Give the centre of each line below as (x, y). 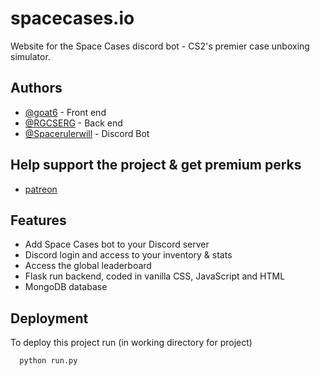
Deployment (49, 318)
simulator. (30, 56)
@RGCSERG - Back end (73, 123)
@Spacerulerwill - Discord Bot (87, 133)
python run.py (48, 361)
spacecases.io (72, 18)
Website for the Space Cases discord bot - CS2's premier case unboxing (160, 46)
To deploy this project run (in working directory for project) (131, 343)
